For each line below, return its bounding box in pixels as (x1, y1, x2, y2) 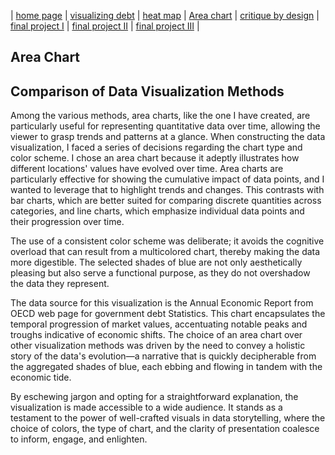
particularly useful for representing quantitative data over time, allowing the (10, 120, 321, 132)
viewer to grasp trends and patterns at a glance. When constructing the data (10, 131, 326, 143)
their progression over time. (10, 216, 125, 228)
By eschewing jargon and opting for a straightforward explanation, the (10, 391, 299, 403)
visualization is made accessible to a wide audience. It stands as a (10, 401, 283, 414)
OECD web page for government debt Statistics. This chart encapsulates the (10, 308, 326, 320)
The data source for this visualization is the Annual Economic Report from (10, 297, 314, 309)
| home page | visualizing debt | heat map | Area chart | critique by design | (10, 10, 320, 21)
